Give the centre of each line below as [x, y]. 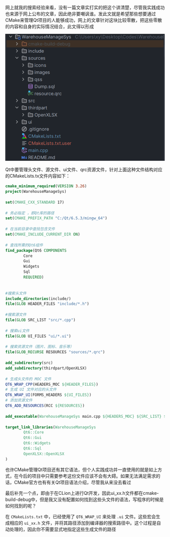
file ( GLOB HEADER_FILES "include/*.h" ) [47, 304]
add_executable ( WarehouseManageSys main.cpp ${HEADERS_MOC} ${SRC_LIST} [83, 416]
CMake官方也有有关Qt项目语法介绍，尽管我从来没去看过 [73, 482]
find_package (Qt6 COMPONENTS [36, 250]
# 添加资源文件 [19, 400]
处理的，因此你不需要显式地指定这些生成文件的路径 [63, 529]
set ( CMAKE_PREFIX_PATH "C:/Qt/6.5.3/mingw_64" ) [56, 218]
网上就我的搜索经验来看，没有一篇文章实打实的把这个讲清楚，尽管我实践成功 [85, 7]
